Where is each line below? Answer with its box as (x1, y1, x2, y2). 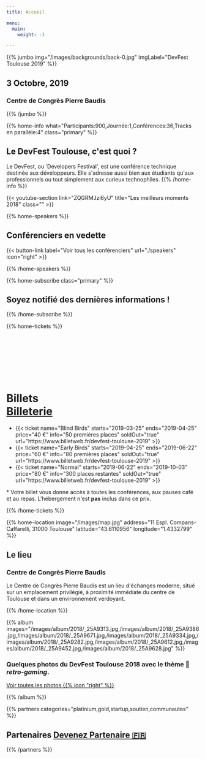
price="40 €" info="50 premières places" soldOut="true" (15, 431, 160, 438)
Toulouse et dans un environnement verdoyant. (6, 595, 125, 602)
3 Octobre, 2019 (6, 78, 69, 88)
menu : (6, 20, 20, 26)
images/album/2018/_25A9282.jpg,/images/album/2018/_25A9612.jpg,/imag (6, 638, 198, 646)
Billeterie (6, 404, 53, 418)
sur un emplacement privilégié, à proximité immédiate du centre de (6, 589, 176, 595)
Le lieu (6, 549, 32, 560)
